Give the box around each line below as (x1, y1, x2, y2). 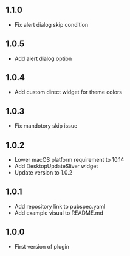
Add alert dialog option (14, 55, 72, 62)
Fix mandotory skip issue (14, 122, 78, 130)
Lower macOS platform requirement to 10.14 (14, 156, 125, 164)
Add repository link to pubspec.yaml (14, 202, 106, 210)
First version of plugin (14, 243, 70, 250)
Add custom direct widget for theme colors (14, 88, 123, 96)
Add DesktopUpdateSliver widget (14, 162, 98, 170)
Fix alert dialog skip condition (14, 21, 89, 28)
